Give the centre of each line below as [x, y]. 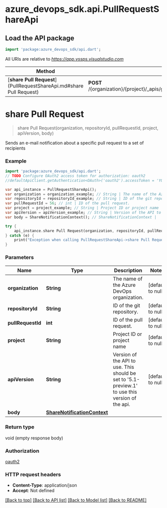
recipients [15, 148]
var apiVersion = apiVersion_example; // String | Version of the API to [83, 213]
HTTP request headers [33, 475]
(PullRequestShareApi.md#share [45, 85]
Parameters [19, 257]
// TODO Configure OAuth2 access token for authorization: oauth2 [75, 176]
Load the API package [40, 38]
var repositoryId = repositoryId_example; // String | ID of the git [79, 199]
